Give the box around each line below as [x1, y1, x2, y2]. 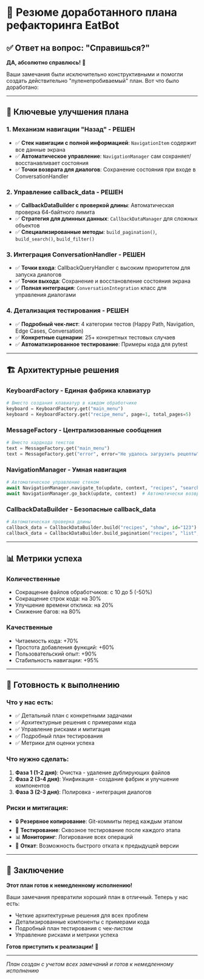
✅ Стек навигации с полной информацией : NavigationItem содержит [15, 139, 197, 146]
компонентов [15, 782, 50, 789]
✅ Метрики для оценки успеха [15, 740, 95, 747]
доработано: [6, 83, 39, 91]
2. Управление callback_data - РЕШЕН [6, 188, 123, 196]
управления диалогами [15, 291, 76, 299]
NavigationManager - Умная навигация [6, 465, 127, 474]
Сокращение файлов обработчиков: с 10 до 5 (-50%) [15, 588, 153, 596]
